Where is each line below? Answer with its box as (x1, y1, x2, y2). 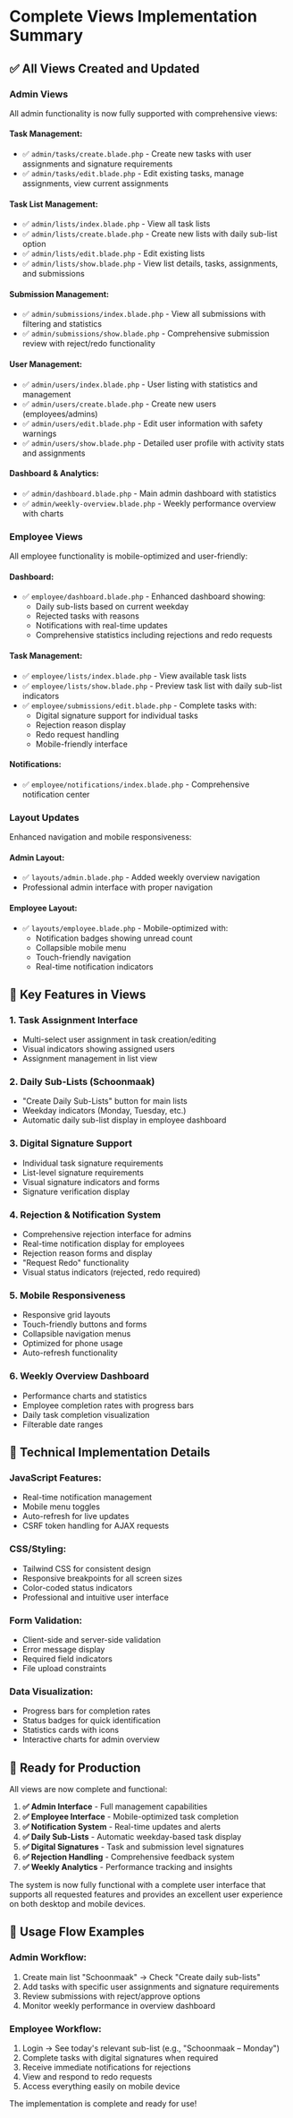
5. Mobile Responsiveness (9, 1289, 126, 1302)
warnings (21, 428, 57, 439)
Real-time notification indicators (35, 961, 154, 972)
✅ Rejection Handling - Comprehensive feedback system (21, 1851, 235, 1863)
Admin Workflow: (9, 1951, 88, 1964)
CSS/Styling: (9, 1542, 67, 1555)
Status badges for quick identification (21, 1715, 161, 1726)
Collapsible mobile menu (35, 942, 127, 952)
